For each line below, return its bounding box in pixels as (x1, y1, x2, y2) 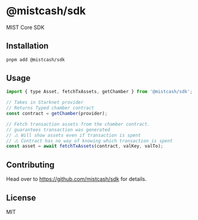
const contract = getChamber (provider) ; (6, 111, 108, 117)
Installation (6, 41, 49, 51)
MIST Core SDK (6, 24, 45, 31)
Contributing (6, 160, 55, 170)
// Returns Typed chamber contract (6, 105, 95, 111)
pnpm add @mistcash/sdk (6, 56, 65, 63)
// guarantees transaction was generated (6, 126, 111, 133)
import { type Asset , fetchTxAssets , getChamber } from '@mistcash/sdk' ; (6, 89, 193, 95)
